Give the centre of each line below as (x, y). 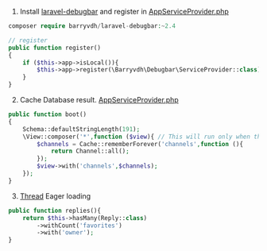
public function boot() (48, 114)
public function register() (55, 48)
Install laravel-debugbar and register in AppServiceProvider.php (124, 12)
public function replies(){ (55, 210)
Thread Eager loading (55, 196)
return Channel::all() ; (90, 151)
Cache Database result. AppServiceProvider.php (99, 100)
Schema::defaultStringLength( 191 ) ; (81, 129)
